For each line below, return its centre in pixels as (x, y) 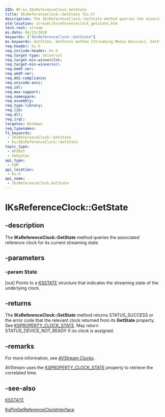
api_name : (15, 179)
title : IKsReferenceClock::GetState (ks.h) (50, 14)
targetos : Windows (24, 124)
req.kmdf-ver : (20, 69)
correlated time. (21, 373)
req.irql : (15, 119)
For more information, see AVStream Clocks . (50, 358)
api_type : (15, 160)
